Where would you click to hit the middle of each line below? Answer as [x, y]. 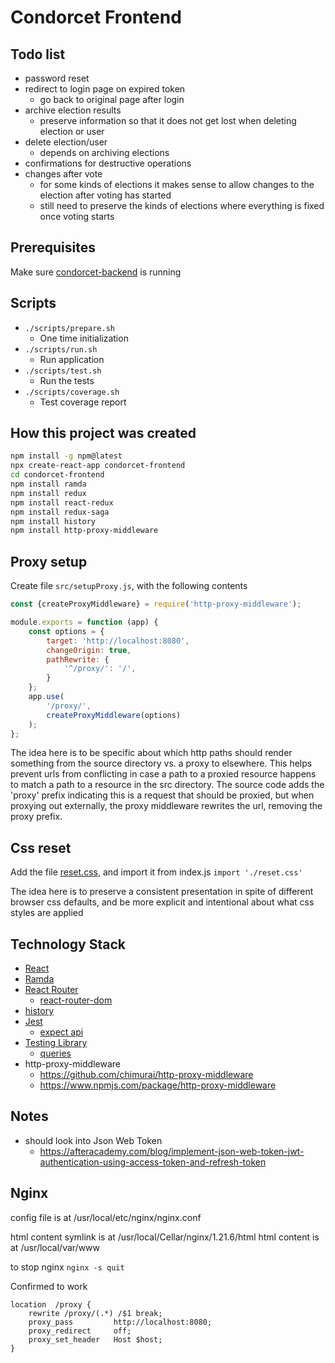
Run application [72, 359]
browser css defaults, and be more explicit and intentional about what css [162, 902]
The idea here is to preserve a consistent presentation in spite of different [162, 892]
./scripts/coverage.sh [72, 392]
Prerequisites [53, 247]
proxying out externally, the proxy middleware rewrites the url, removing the [166, 806]
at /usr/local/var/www [55, 1247]
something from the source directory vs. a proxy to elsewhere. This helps [161, 763]
